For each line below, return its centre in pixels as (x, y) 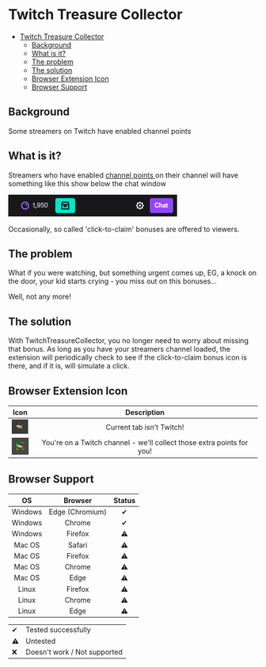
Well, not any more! (40, 297)
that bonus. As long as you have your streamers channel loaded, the (120, 349)
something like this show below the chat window (87, 183)
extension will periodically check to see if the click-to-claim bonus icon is (128, 357)
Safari (78, 545)
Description (145, 412)
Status (125, 500)
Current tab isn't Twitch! (145, 427)
